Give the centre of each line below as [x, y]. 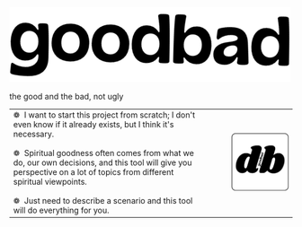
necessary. [34, 134]
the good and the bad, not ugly [67, 96]
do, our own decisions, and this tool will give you [102, 162]
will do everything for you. [61, 210]
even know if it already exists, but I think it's [93, 125]
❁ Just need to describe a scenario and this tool [103, 201]
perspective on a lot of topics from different [93, 172]
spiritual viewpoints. [50, 182]
